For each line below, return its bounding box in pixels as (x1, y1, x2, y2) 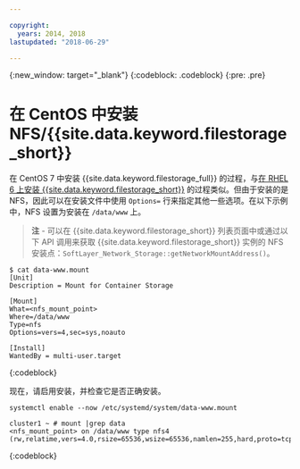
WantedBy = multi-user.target (9, 352, 122, 361)
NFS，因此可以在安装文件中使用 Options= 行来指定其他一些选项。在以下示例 (9, 196, 288, 206)
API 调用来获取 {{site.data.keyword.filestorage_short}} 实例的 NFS (41, 237, 284, 247)
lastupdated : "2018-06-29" (9, 38, 110, 46)
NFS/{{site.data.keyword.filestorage (9, 123, 287, 144)
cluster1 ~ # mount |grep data (9, 419, 126, 429)
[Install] (9, 344, 46, 353)
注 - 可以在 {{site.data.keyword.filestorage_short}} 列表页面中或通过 (30, 225, 281, 237)
